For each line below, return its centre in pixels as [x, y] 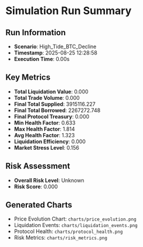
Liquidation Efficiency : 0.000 [50, 141]
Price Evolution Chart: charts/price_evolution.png [75, 219]
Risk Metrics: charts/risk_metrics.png [61, 238]
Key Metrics [28, 77]
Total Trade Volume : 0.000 [47, 97]
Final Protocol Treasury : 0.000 [52, 116]
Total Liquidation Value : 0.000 [51, 92]
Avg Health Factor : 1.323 [44, 135]
